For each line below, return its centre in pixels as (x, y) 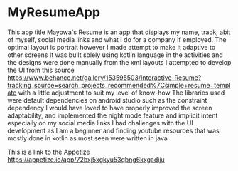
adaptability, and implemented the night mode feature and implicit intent (113, 115)
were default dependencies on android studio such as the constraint (107, 100)
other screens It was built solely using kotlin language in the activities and (115, 55)
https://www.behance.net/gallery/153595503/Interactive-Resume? (104, 77)
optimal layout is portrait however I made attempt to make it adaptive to (112, 47)
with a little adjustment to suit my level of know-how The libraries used (121, 93)
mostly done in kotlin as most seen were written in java (88, 138)
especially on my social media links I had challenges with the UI (100, 123)
